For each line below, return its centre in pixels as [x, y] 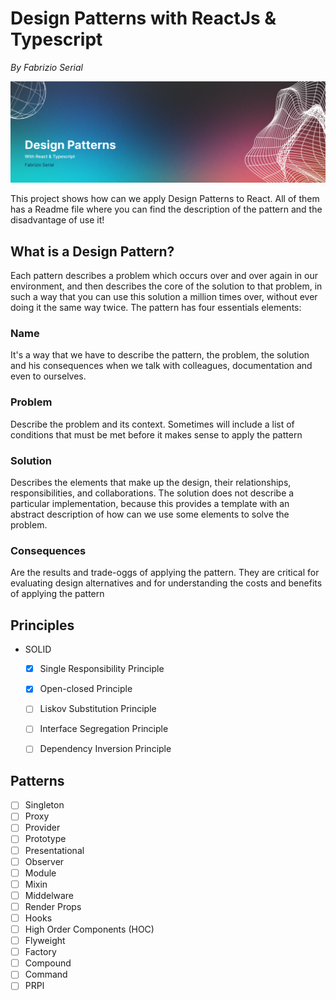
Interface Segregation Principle [104, 729]
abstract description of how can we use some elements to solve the [150, 514]
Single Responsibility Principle [102, 669]
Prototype [45, 839]
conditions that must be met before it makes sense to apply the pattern [156, 434]
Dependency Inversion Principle [105, 749]
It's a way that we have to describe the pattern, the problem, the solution [160, 355]
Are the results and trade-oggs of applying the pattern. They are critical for [165, 573]
